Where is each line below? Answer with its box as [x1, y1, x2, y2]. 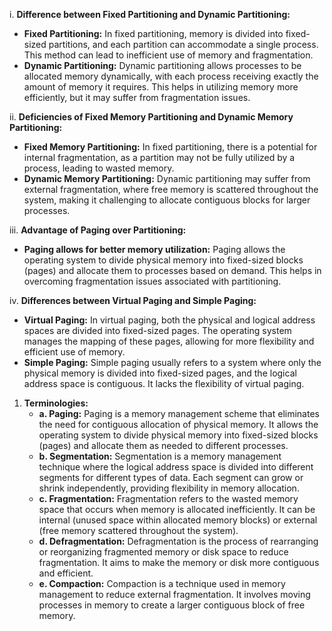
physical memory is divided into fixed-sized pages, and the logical [23, 367, 297, 379]
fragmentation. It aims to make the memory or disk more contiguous [38, 557, 320, 568]
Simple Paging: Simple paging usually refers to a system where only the [23, 357, 322, 368]
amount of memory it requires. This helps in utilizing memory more [23, 81, 299, 93]
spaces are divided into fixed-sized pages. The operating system [23, 325, 292, 336]
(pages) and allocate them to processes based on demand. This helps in [23, 265, 322, 276]
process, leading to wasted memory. [23, 162, 175, 174]
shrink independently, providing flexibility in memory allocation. [38, 482, 300, 494]
